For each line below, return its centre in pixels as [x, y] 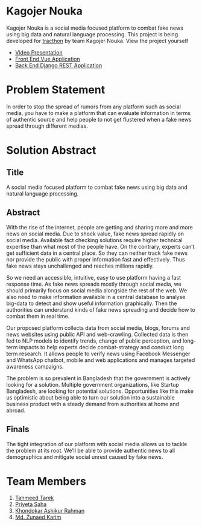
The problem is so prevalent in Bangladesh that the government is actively [99, 378]
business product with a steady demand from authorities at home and [93, 404]
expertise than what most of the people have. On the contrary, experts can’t [100, 246]
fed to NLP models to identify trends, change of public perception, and [94, 341]
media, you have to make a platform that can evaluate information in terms [99, 113]
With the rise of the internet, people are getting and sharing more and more [99, 227]
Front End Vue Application [47, 59]
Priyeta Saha [31, 504]
